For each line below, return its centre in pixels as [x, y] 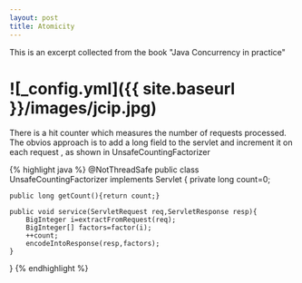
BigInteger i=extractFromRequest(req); [101, 220]
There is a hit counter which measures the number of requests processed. [148, 133]
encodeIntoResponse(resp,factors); [93, 244]
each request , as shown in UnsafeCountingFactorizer [110, 152]
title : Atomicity [42, 26]
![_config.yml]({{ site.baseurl [122, 88]
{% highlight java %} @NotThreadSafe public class [104, 170]
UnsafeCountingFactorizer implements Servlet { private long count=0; [140, 180]
